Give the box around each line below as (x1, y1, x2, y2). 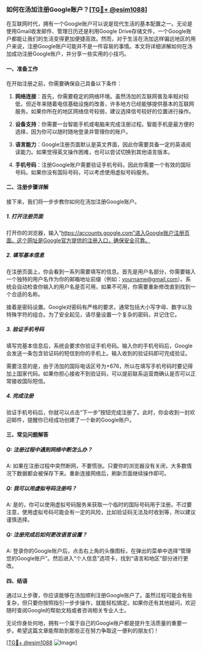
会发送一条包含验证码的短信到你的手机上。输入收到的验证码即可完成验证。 (6, 349, 191, 356)
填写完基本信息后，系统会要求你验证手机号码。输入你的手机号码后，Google (6, 342, 193, 349)
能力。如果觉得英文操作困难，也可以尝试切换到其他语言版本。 (20, 148, 173, 155)
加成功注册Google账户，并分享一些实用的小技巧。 (6, 50, 130, 58)
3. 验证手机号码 (6, 326, 44, 333)
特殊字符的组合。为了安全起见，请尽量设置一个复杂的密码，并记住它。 (6, 311, 180, 318)
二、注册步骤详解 (6, 184, 49, 191)
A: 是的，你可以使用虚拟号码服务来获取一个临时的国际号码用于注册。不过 (6, 501, 187, 508)
